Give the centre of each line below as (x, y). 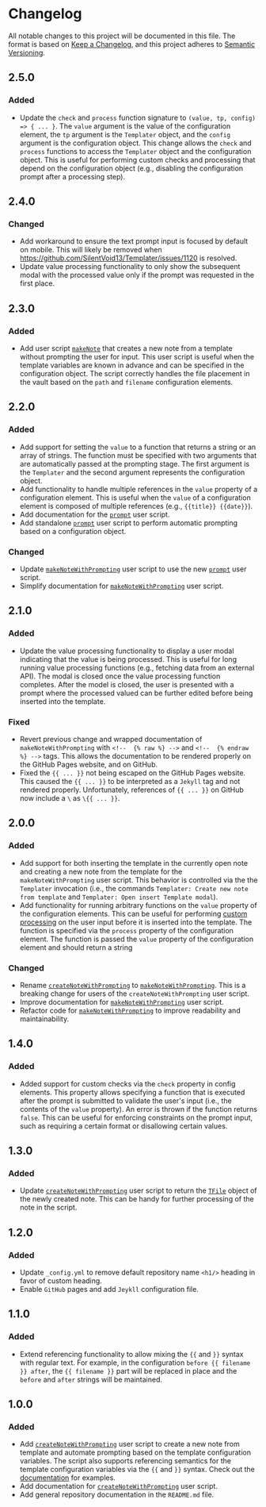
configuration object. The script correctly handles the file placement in (135, 373)
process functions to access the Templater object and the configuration (135, 151)
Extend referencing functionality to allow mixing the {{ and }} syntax (131, 1354)
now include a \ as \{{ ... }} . (70, 798)
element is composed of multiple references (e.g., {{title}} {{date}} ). (136, 506)
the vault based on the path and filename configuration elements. (126, 382)
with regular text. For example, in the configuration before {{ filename (135, 1363)
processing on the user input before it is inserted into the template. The (136, 922)
